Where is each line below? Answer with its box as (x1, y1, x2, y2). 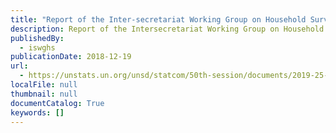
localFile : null (10, 80, 78, 90)
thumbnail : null (10, 89, 78, 99)
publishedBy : (10, 33, 65, 43)
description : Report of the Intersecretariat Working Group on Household (10, 24, 325, 34)
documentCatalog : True (10, 98, 105, 108)
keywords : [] (10, 107, 65, 118)
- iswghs (19, 42, 56, 53)
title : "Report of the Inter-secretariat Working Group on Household (10, 14, 307, 25)
